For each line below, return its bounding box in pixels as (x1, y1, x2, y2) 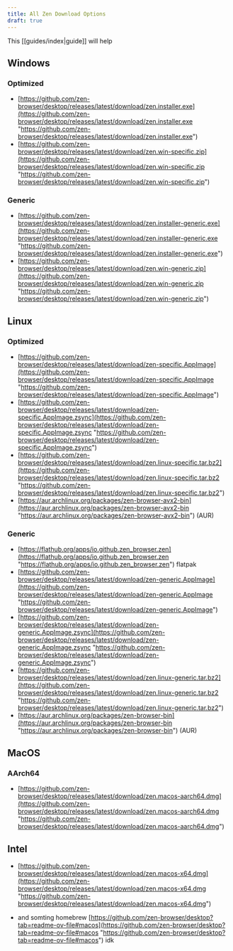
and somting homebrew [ (17, 913, 91, 921)
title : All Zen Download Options (7, 10, 106, 18)
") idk (98, 935, 115, 944)
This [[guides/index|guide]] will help (7, 36, 113, 45)
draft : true (7, 17, 42, 24)
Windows (7, 57, 50, 69)
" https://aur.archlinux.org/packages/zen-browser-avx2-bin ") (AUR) (17, 511, 215, 520)
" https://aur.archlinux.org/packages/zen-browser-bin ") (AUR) (17, 726, 198, 735)
